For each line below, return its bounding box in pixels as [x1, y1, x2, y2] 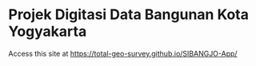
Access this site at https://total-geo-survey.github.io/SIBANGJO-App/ [8, 49, 238, 58]
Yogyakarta [8, 22, 87, 41]
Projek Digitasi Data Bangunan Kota [8, 6, 250, 24]
